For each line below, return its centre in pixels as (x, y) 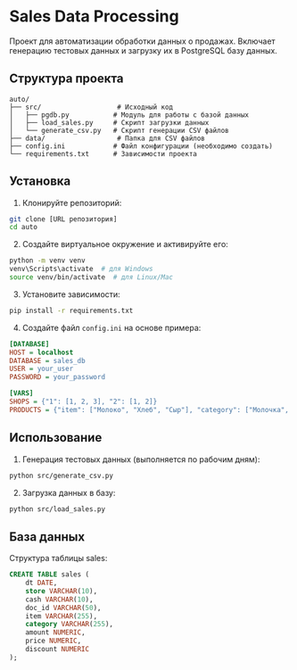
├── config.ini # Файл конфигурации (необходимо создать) (141, 146)
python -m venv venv (48, 261)
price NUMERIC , (54, 641)
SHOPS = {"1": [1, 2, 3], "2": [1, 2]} (83, 402)
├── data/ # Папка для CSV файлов (107, 138)
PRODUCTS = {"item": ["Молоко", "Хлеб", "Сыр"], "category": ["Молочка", (149, 409)
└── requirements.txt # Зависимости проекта (103, 153)
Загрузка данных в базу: (69, 492)
